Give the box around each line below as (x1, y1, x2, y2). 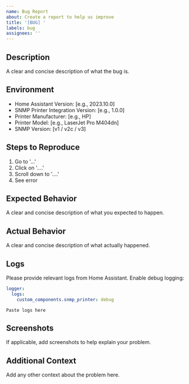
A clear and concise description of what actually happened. (6, 242, 150, 249)
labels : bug (6, 25, 35, 31)
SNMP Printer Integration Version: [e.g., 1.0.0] (14, 106, 125, 113)
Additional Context (6, 356, 76, 366)
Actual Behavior (6, 226, 66, 236)
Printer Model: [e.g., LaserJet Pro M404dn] (14, 119, 119, 126)
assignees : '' (6, 31, 41, 36)
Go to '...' (14, 158, 36, 165)
